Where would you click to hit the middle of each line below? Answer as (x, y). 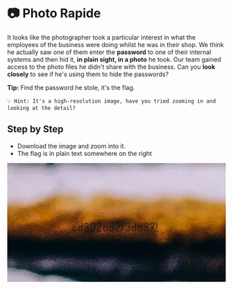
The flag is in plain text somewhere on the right (85, 153)
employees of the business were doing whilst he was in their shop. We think (115, 44)
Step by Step (35, 129)
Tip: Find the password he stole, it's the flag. (71, 87)
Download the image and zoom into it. (71, 146)
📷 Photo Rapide (54, 14)
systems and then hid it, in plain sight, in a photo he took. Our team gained (114, 59)
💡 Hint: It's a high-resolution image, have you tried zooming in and (112, 101)
